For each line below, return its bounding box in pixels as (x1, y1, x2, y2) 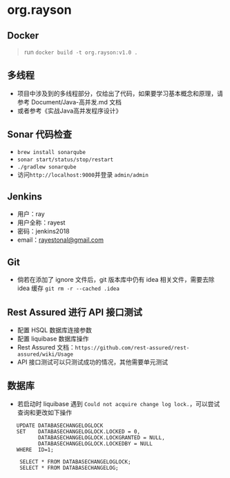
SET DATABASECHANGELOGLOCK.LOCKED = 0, (16, 428, 140, 435)
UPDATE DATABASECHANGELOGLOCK (16, 422, 104, 429)
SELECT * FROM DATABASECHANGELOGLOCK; (19, 458, 131, 465)
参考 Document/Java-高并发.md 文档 (17, 97, 122, 106)
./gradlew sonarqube (17, 163, 77, 171)
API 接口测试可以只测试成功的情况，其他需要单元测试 (17, 358, 169, 366)
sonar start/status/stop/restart (17, 156, 114, 163)
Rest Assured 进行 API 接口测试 (7, 306, 143, 318)
